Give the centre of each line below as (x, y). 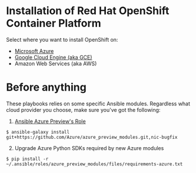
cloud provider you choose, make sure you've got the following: (83, 109)
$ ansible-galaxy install (38, 132)
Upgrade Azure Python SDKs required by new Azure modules (89, 148)
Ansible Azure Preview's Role (50, 121)
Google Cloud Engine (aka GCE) (53, 57)
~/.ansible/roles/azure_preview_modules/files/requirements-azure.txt (94, 164)
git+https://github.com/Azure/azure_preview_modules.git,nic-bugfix (92, 137)
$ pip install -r (27, 159)
